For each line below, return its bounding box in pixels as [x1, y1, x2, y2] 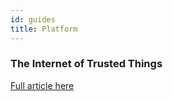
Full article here [10, 79, 75, 91]
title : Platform [10, 24, 78, 34]
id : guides [10, 14, 56, 25]
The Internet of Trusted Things [10, 57, 163, 71]
